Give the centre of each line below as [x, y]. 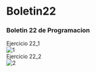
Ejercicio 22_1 [23, 43]
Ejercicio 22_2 [24, 57]
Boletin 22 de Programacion [48, 31]
